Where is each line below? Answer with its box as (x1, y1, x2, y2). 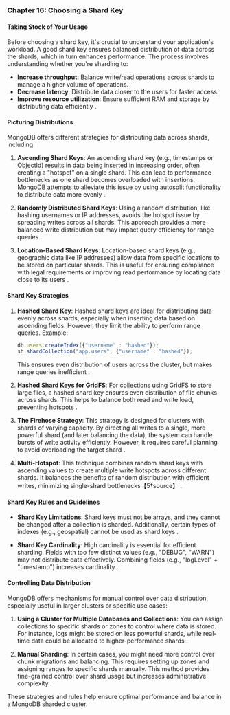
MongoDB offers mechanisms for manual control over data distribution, (7, 594, 208, 602)
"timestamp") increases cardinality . (16, 563, 119, 571)
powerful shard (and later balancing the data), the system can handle (16, 431, 213, 439)
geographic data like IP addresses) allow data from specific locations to (16, 254, 220, 262)
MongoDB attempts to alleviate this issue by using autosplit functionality (16, 183, 221, 191)
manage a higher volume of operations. (16, 80, 129, 89)
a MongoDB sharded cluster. (7, 700, 88, 708)
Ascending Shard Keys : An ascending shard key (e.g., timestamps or (16, 154, 214, 162)
